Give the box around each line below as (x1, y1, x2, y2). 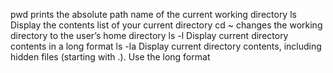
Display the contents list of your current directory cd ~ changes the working (10, 19, 323, 31)
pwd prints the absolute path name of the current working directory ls (10, 9, 297, 20)
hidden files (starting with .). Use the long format (10, 51, 211, 63)
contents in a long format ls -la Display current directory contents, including (10, 40, 322, 52)
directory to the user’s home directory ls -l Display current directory (10, 30, 289, 41)
